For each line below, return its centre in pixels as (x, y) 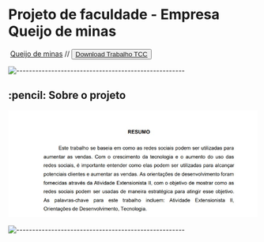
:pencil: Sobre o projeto (67, 95)
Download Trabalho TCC (111, 54)
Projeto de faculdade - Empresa (114, 15)
